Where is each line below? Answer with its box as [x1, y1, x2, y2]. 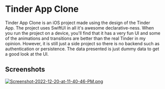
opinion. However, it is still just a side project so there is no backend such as [5, 40, 160, 46]
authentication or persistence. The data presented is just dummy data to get [5, 46, 160, 52]
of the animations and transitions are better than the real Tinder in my [5, 35, 146, 41]
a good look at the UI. [5, 51, 49, 57]
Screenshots [5, 65, 45, 74]
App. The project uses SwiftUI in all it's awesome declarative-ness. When [5, 25, 154, 30]
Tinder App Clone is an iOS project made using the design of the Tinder [5, 20, 150, 26]
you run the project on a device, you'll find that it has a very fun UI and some [5, 30, 161, 36]
